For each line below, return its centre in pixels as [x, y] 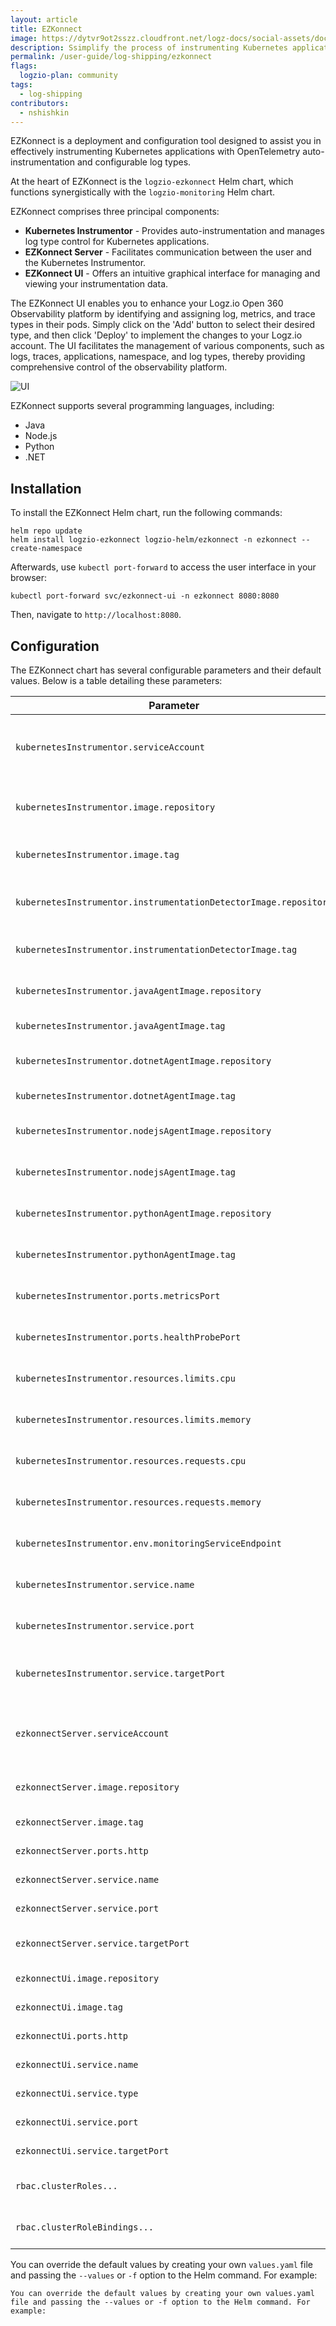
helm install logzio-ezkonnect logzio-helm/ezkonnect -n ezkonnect [154, 540]
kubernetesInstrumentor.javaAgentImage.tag [120, 1026]
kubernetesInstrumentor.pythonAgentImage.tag [125, 1254]
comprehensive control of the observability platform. [119, 367]
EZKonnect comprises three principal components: [115, 212]
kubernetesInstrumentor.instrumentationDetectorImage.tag [156, 949]
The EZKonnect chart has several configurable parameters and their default [166, 670]
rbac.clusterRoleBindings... [84, 2227]
